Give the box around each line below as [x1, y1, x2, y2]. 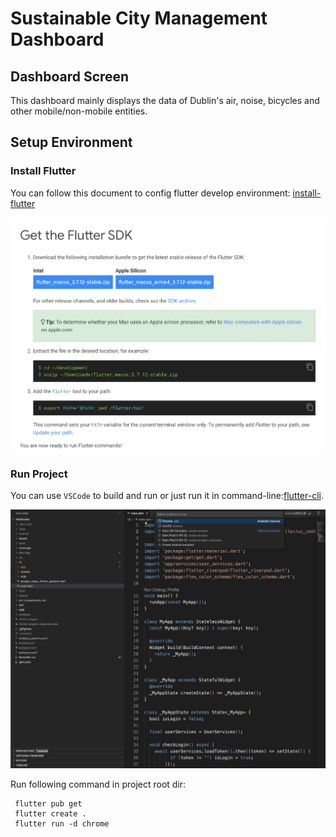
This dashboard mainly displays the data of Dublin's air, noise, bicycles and [10, 95, 320, 106]
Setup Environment [10, 134, 133, 151]
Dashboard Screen [10, 68, 130, 85]
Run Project [10, 467, 68, 481]
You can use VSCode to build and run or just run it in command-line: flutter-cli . [10, 489, 325, 501]
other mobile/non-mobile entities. [10, 105, 148, 117]
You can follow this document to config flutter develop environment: [10, 187, 291, 199]
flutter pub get [14, 798, 83, 809]
